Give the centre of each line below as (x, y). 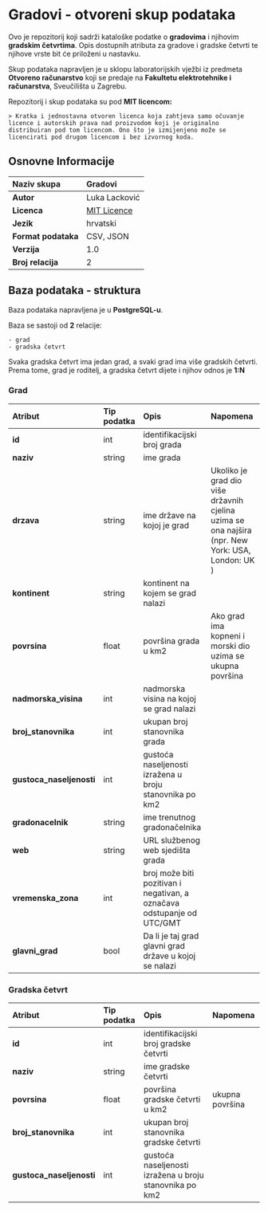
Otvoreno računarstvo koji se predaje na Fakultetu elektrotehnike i (120, 77)
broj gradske (167, 1044)
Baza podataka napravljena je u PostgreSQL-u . (86, 309)
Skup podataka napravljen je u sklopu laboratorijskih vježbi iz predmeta (126, 69)
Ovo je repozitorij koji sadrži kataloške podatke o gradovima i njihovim (124, 37)
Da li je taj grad (171, 936)
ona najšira (231, 530)
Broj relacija (35, 262)
